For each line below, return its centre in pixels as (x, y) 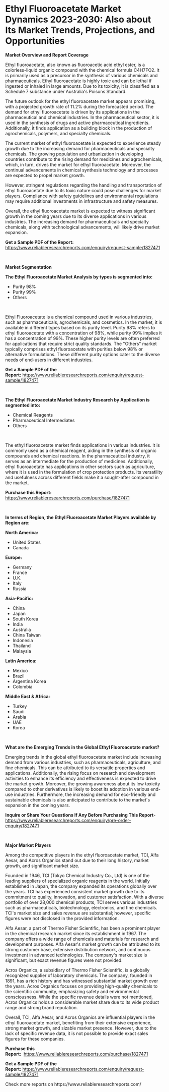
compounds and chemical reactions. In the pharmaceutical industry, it (77, 456)
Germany (22, 567)
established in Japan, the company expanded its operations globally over (81, 886)
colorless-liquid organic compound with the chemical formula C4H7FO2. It (82, 70)
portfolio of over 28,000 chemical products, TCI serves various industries (81, 902)
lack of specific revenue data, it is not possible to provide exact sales (77, 1033)
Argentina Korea (29, 681)
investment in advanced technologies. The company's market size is (76, 955)
